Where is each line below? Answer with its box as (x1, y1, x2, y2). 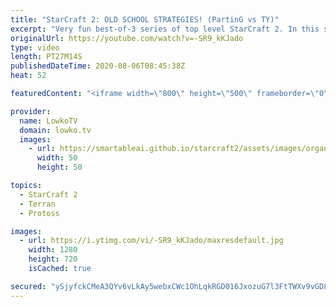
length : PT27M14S (10, 52, 83, 62)
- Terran (19, 199, 56, 209)
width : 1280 (28, 245, 78, 255)
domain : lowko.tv (19, 125, 92, 135)
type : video (10, 42, 60, 53)
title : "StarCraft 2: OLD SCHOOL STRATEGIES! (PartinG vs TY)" (10, 14, 280, 25)
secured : (10, 281, 47, 291)
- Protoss (19, 208, 60, 218)
